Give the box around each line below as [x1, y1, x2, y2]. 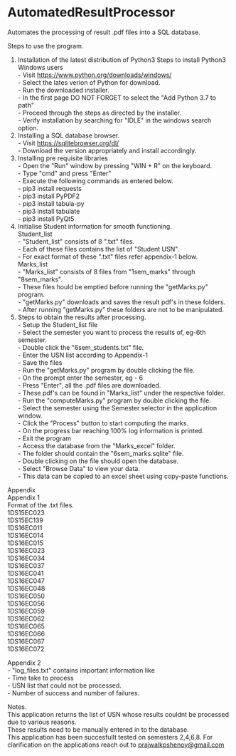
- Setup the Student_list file [17, 320, 98, 328]
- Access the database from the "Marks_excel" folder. [17, 441, 176, 450]
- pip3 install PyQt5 [17, 214, 75, 223]
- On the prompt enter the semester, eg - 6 [17, 373, 144, 382]
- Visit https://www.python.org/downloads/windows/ [17, 71, 172, 79]
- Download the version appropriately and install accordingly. [17, 146, 197, 155]
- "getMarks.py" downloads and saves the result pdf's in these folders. [17, 297, 226, 306]
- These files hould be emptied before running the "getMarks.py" [17, 282, 208, 291]
